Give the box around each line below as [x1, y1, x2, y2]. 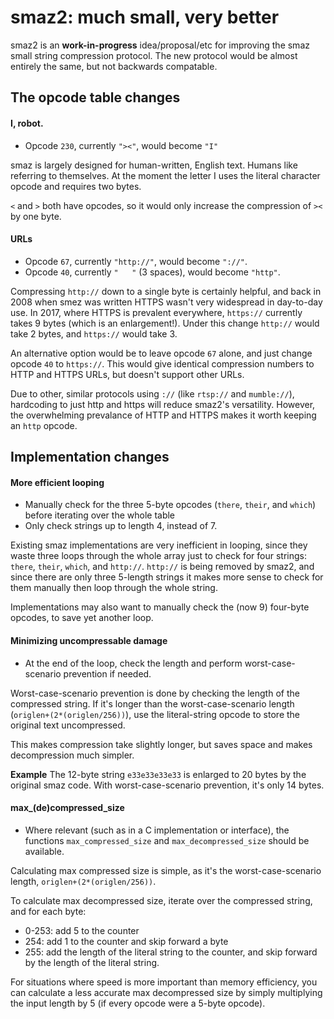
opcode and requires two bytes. [10, 180, 142, 192]
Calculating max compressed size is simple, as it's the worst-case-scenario [10, 864, 322, 876]
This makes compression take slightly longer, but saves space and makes [10, 738, 313, 750]
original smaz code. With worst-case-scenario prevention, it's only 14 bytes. [10, 779, 325, 791]
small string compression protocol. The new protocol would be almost [10, 49, 298, 61]
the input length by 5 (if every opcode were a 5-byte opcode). [10, 997, 266, 1009]
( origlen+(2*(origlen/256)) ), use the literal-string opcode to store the [10, 708, 300, 720]
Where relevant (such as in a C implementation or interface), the [24, 824, 290, 836]
